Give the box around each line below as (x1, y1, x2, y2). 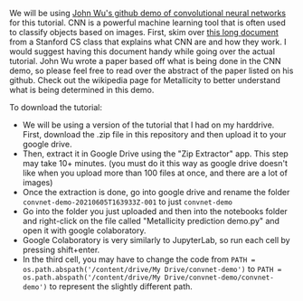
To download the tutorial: (9, 102, 102, 112)
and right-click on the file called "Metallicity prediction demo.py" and (22, 216, 280, 226)
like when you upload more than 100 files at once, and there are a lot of (22, 167, 288, 178)
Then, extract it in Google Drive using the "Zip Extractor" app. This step (22, 148, 289, 159)
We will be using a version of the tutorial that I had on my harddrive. (22, 119, 275, 130)
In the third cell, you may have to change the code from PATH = (22, 254, 256, 265)
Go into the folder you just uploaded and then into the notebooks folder (22, 206, 288, 216)
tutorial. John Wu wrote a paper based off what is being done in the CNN (9, 56, 282, 66)
